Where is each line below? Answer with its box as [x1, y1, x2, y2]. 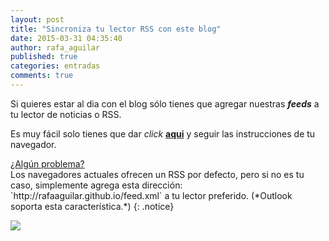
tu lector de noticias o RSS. [10, 108, 122, 120]
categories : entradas [10, 61, 101, 71]
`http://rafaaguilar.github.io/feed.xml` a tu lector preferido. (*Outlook [10, 189, 293, 201]
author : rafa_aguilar [10, 42, 101, 53]
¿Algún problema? [10, 157, 85, 170]
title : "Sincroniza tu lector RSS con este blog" [10, 24, 222, 34]
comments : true [10, 71, 74, 81]
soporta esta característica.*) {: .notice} [10, 200, 175, 212]
